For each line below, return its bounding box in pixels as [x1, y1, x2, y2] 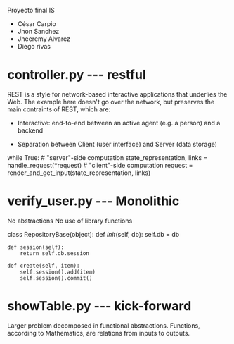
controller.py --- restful [7, 67, 146, 83]
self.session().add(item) [20, 268, 96, 276]
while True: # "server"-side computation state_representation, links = [7, 153, 208, 161]
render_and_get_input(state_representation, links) [7, 168, 151, 177]
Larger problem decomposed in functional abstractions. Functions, [7, 321, 200, 330]
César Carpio [17, 20, 56, 27]
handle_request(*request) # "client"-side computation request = [7, 161, 193, 169]
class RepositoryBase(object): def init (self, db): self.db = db [7, 230, 180, 238]
